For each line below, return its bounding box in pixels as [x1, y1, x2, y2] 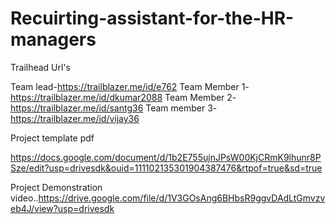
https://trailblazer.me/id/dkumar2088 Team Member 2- [10, 91, 237, 103]
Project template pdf [10, 132, 95, 144]
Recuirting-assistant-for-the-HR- [10, 7, 295, 30]
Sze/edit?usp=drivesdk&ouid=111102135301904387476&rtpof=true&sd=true [10, 162, 323, 174]
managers [10, 28, 97, 51]
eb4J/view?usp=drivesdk [10, 202, 115, 214]
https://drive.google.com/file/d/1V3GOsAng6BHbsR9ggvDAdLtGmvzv [38, 192, 326, 204]
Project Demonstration [10, 181, 103, 193]
